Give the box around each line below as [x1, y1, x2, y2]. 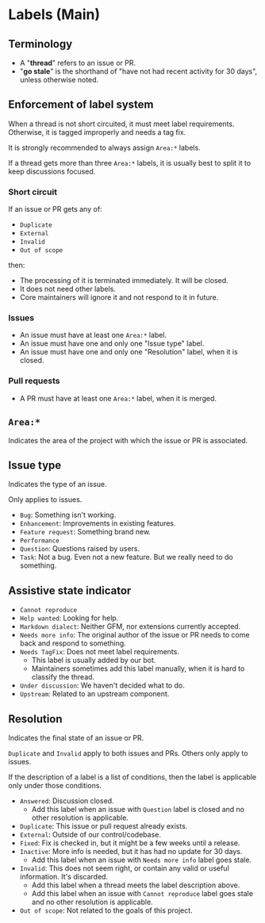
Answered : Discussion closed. [19, 795, 114, 806]
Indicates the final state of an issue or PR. [8, 733, 144, 742]
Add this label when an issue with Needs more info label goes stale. [31, 855, 252, 864]
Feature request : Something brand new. [19, 527, 152, 537]
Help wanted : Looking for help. [19, 613, 119, 623]
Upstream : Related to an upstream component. [19, 689, 170, 699]
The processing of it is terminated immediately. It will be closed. [19, 276, 229, 285]
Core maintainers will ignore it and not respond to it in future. [19, 293, 219, 302]
